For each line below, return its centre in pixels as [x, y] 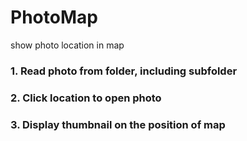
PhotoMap [54, 17]
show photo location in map [67, 45]
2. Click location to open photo [86, 98]
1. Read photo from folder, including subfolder [124, 71]
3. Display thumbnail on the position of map [118, 124]
